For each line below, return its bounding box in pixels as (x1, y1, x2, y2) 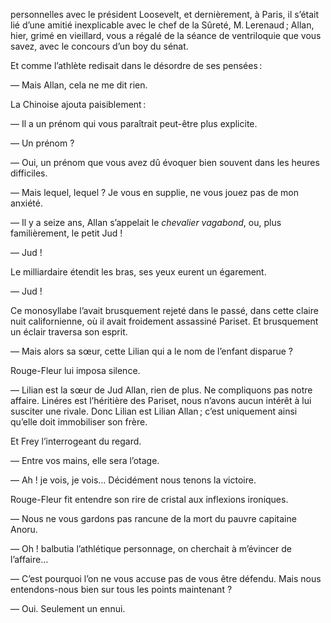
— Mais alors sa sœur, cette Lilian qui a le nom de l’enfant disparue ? (10, 345, 294, 357)
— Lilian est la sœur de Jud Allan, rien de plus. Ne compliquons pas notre (10, 384, 313, 396)
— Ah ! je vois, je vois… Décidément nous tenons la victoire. (10, 474, 257, 486)
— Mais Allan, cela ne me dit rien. (10, 79, 148, 91)
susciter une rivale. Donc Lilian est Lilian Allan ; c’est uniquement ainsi (10, 405, 298, 417)
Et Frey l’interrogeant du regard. (10, 435, 142, 447)
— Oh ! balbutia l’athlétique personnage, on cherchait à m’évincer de (10, 543, 292, 554)
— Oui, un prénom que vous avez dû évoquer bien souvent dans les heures (10, 157, 320, 168)
